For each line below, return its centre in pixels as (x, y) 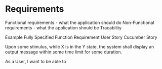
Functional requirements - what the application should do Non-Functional (80, 23)
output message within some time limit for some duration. (64, 52)
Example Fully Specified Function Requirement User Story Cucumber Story (81, 37)
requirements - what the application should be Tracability (63, 27)
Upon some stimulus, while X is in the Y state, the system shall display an (80, 46)
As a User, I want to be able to (36, 61)
